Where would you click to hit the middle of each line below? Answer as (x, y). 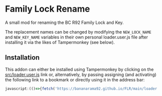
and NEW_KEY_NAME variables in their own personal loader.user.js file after (76, 37)
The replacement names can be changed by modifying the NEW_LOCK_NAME (78, 32)
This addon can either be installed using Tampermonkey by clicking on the (79, 69)
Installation (22, 58)
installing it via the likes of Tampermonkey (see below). (60, 42)
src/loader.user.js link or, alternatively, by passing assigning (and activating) (81, 75)
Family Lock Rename (48, 9)
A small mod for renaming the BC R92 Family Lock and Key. (64, 22)
